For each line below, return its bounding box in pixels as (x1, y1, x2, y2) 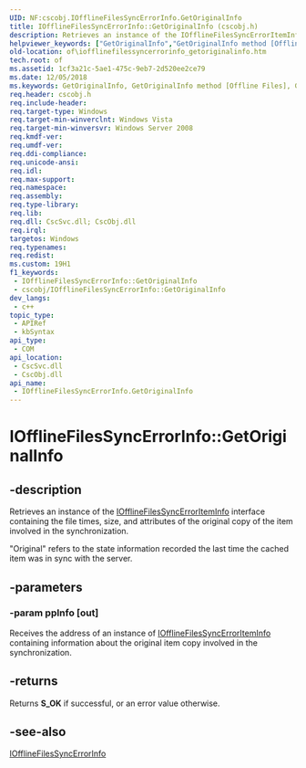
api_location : (9, 352, 64, 362)
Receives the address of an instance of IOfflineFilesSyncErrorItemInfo (9, 627, 271, 638)
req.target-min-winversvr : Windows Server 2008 (9, 124, 194, 133)
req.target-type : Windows (9, 107, 107, 116)
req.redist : (9, 251, 55, 260)
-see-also (9, 724, 66, 740)
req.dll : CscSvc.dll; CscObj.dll (9, 216, 137, 226)
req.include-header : (9, 98, 88, 108)
